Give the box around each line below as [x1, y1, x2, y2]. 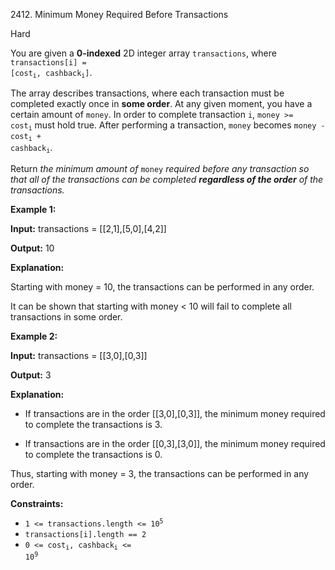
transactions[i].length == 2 [24, 529, 147, 539]
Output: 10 [10, 242, 55, 254]
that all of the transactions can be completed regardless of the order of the [10, 173, 324, 185]
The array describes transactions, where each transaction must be [10, 87, 285, 99]
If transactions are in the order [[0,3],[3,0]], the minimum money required [24, 437, 326, 449]
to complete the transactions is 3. [24, 418, 163, 430]
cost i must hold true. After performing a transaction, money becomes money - [10, 119, 326, 133]
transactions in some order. [10, 310, 123, 323]
